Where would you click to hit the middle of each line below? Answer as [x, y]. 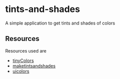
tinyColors [23, 60]
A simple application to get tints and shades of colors [60, 23]
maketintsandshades [34, 65]
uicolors [21, 71]
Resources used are [26, 50]
